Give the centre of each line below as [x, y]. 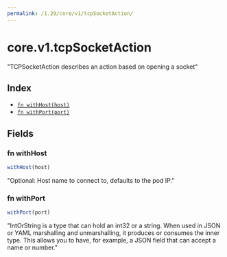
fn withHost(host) [43, 105]
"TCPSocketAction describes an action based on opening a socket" [103, 67]
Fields [21, 134]
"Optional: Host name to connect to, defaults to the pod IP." [91, 180]
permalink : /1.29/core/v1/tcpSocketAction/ [70, 13]
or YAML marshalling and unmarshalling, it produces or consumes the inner [113, 233]
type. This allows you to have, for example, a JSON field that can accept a [111, 241]
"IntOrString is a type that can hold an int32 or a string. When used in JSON [114, 226]
